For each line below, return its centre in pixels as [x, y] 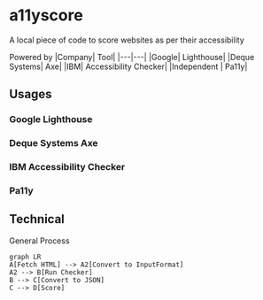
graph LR [25, 257]
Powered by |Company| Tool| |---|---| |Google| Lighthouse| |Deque [132, 57]
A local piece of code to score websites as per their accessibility [127, 40]
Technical [37, 219]
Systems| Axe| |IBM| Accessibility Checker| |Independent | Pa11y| [128, 66]
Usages [31, 94]
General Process [39, 241]
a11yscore [46, 15]
